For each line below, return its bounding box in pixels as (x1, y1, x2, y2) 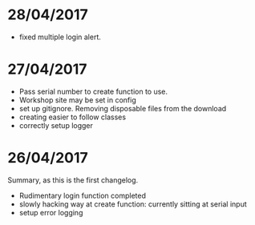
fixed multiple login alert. (18, 32, 102, 42)
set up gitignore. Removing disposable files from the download (18, 103, 227, 113)
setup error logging (18, 207, 83, 217)
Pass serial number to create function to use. (18, 86, 168, 96)
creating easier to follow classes (18, 112, 126, 122)
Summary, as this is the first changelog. (7, 175, 139, 185)
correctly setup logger (18, 120, 94, 130)
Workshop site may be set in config (18, 94, 137, 105)
